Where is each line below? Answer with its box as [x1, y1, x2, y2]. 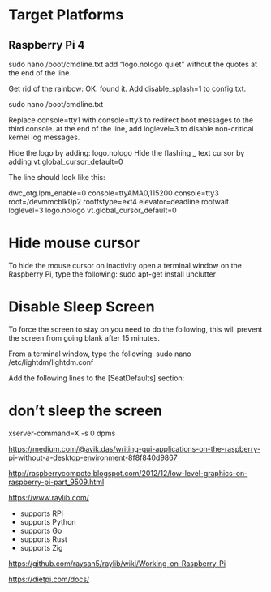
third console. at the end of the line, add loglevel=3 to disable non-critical [8, 124, 254, 133]
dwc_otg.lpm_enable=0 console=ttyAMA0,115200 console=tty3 [8, 188, 219, 198]
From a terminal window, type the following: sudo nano [8, 349, 192, 358]
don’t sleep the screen [8, 401, 162, 420]
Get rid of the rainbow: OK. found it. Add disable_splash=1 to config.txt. [8, 84, 247, 93]
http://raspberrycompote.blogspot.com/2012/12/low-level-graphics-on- [8, 468, 248, 478]
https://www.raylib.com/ [8, 492, 89, 502]
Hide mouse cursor [8, 234, 140, 252]
